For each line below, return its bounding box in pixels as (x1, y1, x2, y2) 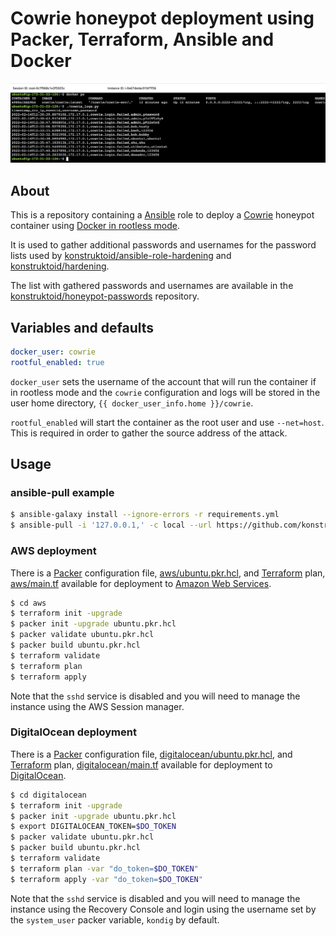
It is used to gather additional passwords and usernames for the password (10, 239, 317, 251)
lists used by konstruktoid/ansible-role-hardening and (10, 250, 232, 262)
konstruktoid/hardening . (10, 260, 110, 272)
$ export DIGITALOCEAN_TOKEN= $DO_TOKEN (10, 822, 177, 832)
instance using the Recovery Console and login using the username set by (10, 903, 317, 915)
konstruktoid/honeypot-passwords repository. (10, 290, 200, 302)
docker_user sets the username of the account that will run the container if (10, 375, 317, 387)
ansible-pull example (10, 486, 115, 500)
